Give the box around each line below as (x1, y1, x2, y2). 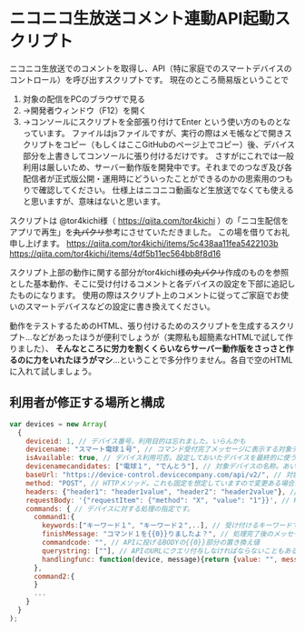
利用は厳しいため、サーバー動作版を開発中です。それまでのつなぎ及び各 (22, 161, 293, 173)
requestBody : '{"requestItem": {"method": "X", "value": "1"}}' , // (25, 496, 290, 505)
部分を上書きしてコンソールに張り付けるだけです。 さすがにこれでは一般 (22, 150, 295, 161)
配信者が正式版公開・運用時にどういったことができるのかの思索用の (22, 173, 278, 184)
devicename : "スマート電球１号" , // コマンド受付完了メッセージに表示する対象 (25, 445, 292, 455)
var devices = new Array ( (9, 419, 107, 428)
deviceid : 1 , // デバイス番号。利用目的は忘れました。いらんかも (25, 436, 247, 446)
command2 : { (33, 572, 75, 581)
